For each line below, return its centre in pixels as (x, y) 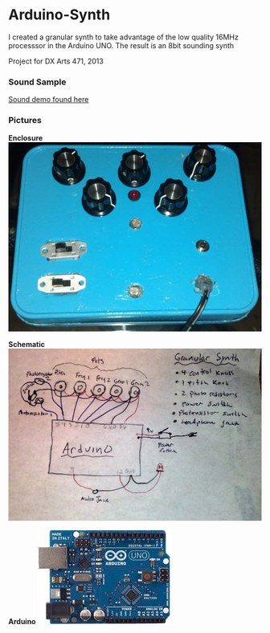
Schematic (27, 344)
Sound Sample (37, 82)
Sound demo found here (49, 100)
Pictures (25, 120)
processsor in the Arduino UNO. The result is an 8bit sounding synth (121, 45)
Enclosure (26, 137)
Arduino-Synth (59, 15)
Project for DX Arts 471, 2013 (56, 61)
